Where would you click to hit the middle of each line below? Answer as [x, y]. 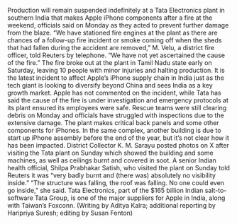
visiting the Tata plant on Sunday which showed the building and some [111, 153]
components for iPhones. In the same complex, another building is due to [114, 130]
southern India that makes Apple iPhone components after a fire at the [110, 18]
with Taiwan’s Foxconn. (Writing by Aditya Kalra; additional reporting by [112, 205]
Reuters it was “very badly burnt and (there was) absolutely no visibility [112, 175]
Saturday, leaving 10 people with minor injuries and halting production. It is [116, 70]
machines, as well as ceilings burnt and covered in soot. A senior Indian [112, 160]
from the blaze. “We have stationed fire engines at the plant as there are [112, 33]
